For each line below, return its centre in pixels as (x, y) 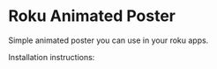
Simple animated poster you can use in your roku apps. (108, 40)
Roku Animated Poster (92, 16)
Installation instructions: (52, 57)
